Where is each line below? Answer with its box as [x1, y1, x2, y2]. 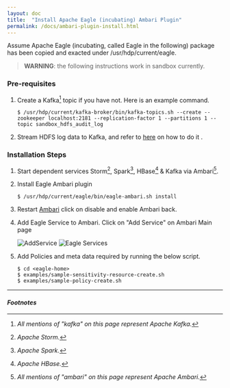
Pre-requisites [7, 79, 56, 89]
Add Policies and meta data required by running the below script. [16, 253, 201, 261]
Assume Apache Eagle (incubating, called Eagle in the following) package [7, 42, 215, 50]
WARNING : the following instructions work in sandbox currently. [23, 62, 205, 70]
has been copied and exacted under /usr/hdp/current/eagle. [7, 49, 177, 57]
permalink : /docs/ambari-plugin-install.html [7, 23, 139, 29]
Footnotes [7, 298, 37, 307]
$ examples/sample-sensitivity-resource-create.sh [16, 272, 165, 279]
